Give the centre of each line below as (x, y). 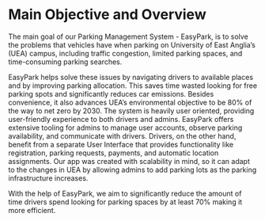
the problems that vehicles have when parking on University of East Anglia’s (132, 44)
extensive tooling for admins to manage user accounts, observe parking (125, 128)
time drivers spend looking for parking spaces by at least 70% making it (125, 202)
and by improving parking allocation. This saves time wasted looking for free (133, 86)
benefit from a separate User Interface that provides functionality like (121, 144)
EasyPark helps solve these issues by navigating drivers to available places (131, 77)
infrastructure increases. (48, 178)
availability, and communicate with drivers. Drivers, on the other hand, (122, 135)
